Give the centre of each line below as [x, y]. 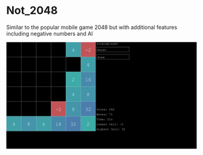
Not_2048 [32, 11]
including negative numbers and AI [50, 33]
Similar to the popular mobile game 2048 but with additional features [92, 27]
